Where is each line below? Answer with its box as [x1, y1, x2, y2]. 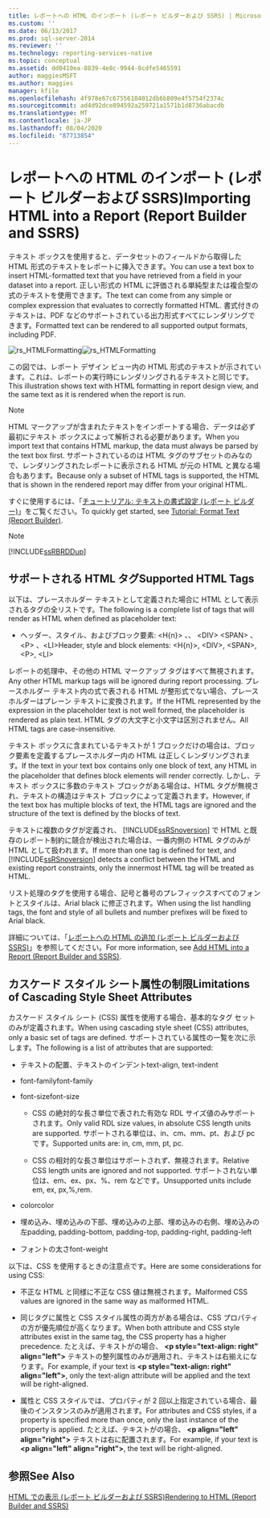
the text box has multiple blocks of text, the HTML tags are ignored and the [8, 800, 257, 810]
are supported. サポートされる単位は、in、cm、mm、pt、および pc [31, 1129, 256, 1138]
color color [19, 1201, 55, 1210]
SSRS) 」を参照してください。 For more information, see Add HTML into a [8, 943, 250, 952]
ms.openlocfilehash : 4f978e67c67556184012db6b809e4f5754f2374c [8, 94, 225, 102]
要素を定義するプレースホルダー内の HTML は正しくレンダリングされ [14, 751, 243, 761]
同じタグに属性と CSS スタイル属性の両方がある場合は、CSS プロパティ [19, 1313, 259, 1322]
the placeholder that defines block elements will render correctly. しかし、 [8, 771, 255, 781]
